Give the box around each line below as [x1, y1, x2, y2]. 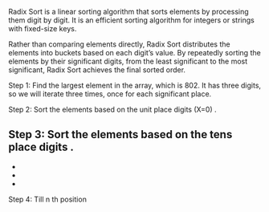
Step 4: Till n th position [8, 194, 87, 204]
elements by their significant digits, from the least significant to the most [8, 56, 248, 66]
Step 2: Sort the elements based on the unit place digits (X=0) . [8, 104, 217, 114]
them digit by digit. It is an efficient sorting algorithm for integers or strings [8, 15, 255, 25]
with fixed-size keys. [8, 24, 77, 33]
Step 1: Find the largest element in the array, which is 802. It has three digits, [8, 80, 262, 90]
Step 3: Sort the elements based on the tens [8, 128, 233, 141]
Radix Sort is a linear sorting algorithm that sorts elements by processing [8, 7, 249, 16]
